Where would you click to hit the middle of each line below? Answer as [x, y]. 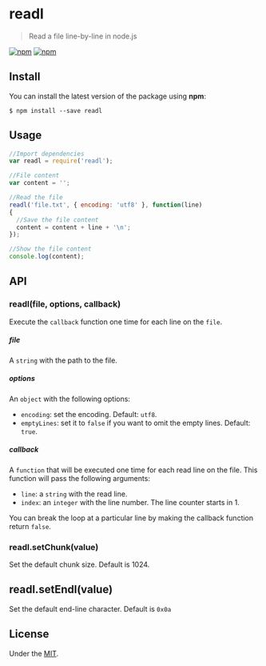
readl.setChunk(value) [54, 547]
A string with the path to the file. [64, 360]
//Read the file [36, 198]
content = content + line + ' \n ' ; [73, 227]
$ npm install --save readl [56, 110]
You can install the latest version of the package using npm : [108, 96]
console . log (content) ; [47, 257]
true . [29, 431]
